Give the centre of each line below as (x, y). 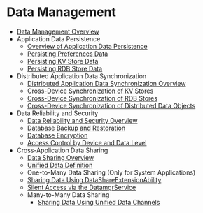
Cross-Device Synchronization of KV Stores (90, 91)
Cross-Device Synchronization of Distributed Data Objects (111, 105)
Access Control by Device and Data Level (87, 142)
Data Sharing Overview (61, 157)
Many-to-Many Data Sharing (68, 194)
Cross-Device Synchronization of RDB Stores (92, 98)
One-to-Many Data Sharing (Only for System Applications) (111, 172)
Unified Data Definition (60, 165)
